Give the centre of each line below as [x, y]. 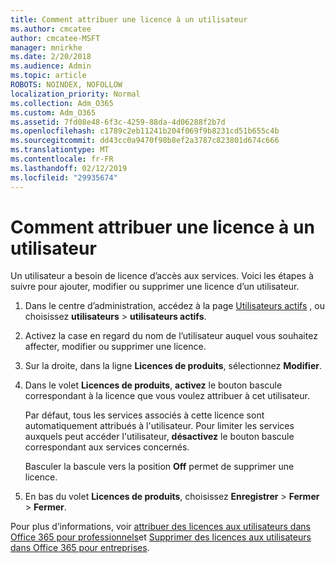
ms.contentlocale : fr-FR [62, 159]
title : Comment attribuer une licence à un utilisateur [129, 19]
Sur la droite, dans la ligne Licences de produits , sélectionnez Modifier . [173, 366]
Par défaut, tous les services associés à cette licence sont [144, 415]
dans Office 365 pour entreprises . [80, 548]
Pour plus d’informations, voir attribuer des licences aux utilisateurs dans [160, 527]
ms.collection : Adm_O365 [62, 103]
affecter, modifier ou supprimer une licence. [115, 347]
